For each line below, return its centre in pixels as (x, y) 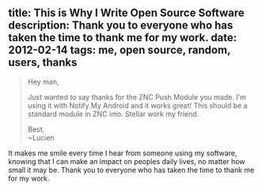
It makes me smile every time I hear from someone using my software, (123, 153)
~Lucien (41, 137)
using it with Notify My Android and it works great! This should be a (137, 105)
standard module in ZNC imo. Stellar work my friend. (113, 113)
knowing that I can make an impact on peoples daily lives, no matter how (127, 161)
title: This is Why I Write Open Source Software (126, 13)
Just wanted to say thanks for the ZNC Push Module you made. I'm (137, 97)
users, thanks (43, 63)
